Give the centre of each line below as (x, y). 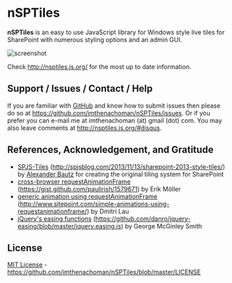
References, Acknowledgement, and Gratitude (110, 150)
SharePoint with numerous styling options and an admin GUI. (95, 39)
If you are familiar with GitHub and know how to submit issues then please (114, 106)
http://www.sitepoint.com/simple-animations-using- (95, 203)
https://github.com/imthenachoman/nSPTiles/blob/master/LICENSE (104, 272)
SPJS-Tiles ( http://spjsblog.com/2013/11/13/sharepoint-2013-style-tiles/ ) (121, 166)
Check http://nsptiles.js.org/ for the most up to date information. (99, 66)
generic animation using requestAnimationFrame (87, 196)
